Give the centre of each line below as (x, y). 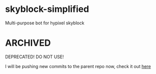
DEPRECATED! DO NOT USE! (35, 57)
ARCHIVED (28, 43)
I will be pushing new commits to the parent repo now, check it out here (78, 66)
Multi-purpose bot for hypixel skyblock (45, 23)
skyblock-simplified (47, 9)
